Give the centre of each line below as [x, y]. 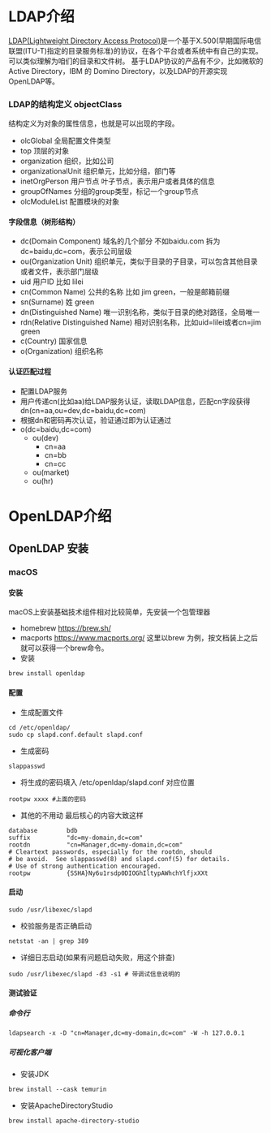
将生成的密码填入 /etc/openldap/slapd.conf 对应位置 [107, 782]
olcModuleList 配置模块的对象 [70, 202]
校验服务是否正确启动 [56, 925]
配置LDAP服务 [43, 391]
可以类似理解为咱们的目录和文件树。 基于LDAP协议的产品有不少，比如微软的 [136, 61]
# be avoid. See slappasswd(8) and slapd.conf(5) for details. [119, 859]
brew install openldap [47, 674]
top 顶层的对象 [45, 151]
